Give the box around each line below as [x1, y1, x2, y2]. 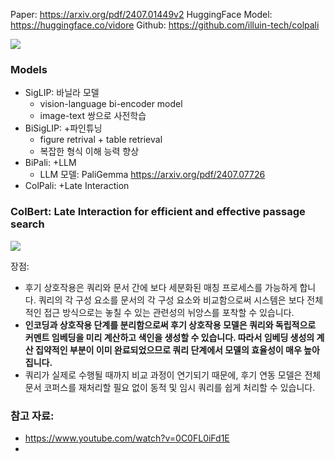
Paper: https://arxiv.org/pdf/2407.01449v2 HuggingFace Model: [10, 9, 273, 20]
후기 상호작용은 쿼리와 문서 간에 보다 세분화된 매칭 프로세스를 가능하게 [24, 281, 298, 293]
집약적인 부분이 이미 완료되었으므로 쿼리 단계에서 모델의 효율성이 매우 [34, 344, 302, 356]
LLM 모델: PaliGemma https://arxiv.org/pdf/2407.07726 [39, 169, 266, 181]
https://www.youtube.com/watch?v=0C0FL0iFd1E [24, 432, 230, 444]
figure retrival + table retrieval [39, 134, 163, 146]
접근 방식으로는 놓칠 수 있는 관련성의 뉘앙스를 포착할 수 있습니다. [43, 306, 295, 318]
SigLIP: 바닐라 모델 [24, 87, 100, 99]
